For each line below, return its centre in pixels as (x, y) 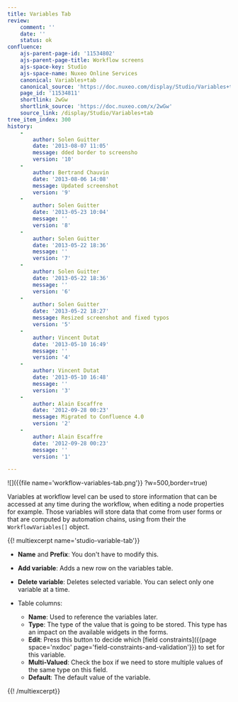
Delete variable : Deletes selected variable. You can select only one (116, 582)
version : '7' (52, 259)
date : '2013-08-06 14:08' (71, 179)
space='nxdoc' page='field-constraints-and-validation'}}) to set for (126, 647)
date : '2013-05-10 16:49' (71, 344)
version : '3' (52, 390)
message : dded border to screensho (85, 153)
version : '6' (52, 291)
